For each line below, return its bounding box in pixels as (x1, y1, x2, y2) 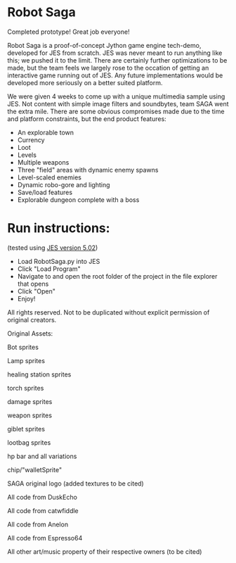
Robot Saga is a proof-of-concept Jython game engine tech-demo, (7, 41, 202, 49)
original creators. (7, 315, 57, 324)
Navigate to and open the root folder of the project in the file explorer (17, 272, 218, 280)
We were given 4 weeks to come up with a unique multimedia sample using (7, 92, 225, 101)
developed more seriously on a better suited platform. (7, 78, 163, 87)
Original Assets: (7, 329, 53, 338)
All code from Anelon (7, 520, 69, 529)
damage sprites (7, 397, 53, 405)
